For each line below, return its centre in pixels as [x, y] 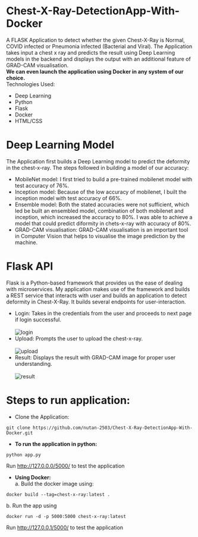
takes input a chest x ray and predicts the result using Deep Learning [91, 52]
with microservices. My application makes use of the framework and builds [98, 289]
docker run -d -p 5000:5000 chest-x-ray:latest [66, 516]
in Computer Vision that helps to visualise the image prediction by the [100, 236]
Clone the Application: [42, 416]
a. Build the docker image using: [54, 484]
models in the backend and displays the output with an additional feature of [99, 59]
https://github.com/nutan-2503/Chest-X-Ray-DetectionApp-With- [113, 428]
